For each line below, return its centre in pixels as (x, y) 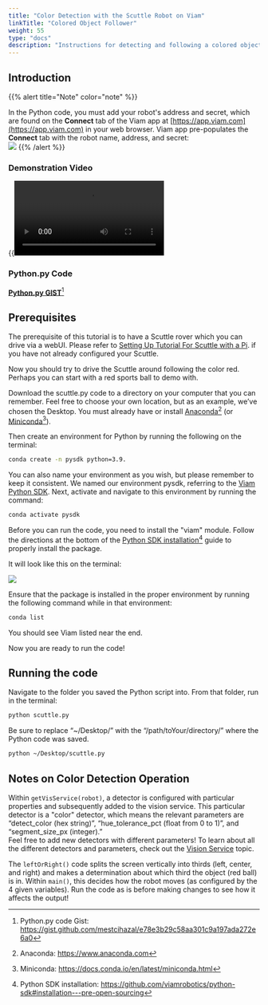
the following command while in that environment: (91, 602)
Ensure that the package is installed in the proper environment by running (129, 594)
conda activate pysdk (44, 515)
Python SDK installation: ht (63, 984)
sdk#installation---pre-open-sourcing (82, 992)
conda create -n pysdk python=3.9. (67, 459)
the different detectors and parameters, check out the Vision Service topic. (131, 848)
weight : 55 (26, 30)
